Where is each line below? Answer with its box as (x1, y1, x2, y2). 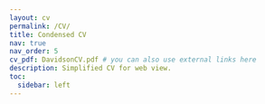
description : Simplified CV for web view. (9, 64, 172, 73)
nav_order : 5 (9, 47, 59, 56)
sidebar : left (17, 80, 71, 90)
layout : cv (9, 13, 51, 23)
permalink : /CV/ (9, 22, 71, 31)
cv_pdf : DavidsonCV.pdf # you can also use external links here (9, 55, 257, 64)
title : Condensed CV (9, 30, 88, 39)
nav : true (9, 38, 47, 48)
